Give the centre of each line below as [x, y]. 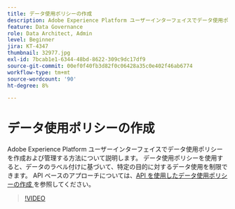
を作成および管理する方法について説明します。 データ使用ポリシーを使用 [112, 158]
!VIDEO [35, 198]
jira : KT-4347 [28, 46]
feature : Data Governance [45, 27]
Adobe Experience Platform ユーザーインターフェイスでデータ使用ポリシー [115, 149]
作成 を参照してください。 [57, 184]
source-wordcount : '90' [42, 79]
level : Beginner [31, 40]
